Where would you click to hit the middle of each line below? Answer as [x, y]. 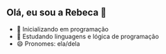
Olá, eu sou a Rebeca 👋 [57, 13]
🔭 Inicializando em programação [62, 29]
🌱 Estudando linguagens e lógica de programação [88, 36]
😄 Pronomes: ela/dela [48, 43]
